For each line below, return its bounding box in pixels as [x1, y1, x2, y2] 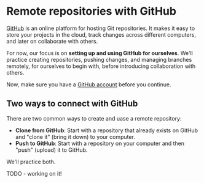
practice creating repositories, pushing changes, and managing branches [6, 56, 192, 63]
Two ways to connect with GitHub [6, 99, 138, 109]
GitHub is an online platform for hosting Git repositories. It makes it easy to [6, 24, 195, 32]
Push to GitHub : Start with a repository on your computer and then [15, 140, 185, 147]
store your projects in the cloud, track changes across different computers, [6, 31, 197, 38]
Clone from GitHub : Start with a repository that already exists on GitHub [15, 127, 198, 134]
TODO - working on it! [6, 170, 63, 177]
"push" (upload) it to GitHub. [15, 146, 88, 154]
